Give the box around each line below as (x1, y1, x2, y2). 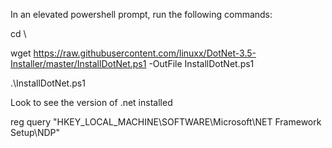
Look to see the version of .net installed (10, 97, 173, 108)
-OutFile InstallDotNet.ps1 (148, 58, 255, 69)
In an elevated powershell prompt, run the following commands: (10, 9, 273, 20)
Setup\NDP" (10, 127, 61, 138)
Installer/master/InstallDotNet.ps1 (10, 58, 147, 69)
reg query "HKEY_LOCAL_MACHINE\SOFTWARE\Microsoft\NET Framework (10, 116, 322, 128)
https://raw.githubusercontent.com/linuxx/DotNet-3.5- (33, 47, 257, 59)
